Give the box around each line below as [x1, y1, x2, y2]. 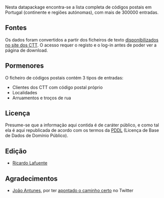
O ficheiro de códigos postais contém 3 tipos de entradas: [5, 75, 123, 80]
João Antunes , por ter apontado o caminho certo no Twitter [12, 188, 133, 194]
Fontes [5, 24, 27, 32]
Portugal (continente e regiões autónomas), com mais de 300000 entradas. [5, 9, 159, 15]
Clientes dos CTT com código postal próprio [12, 84, 103, 90]
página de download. [5, 47, 48, 53]
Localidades [12, 89, 38, 95]
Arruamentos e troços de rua [12, 95, 72, 101]
